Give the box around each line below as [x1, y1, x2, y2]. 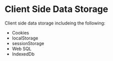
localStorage [11, 35, 38, 41]
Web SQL [11, 45, 32, 51]
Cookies [11, 29, 29, 35]
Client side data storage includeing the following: [4, 20, 105, 26]
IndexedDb [11, 51, 34, 57]
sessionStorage [11, 40, 44, 46]
